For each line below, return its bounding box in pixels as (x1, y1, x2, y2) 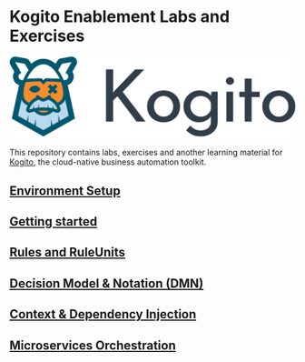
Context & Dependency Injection (9, 307, 197, 322)
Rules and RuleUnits (9, 245, 125, 260)
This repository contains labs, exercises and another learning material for (9, 147, 283, 158)
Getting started (9, 214, 98, 229)
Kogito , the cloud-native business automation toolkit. (9, 156, 207, 167)
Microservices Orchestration (9, 337, 176, 353)
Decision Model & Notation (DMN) (9, 276, 204, 291)
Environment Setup (9, 183, 121, 198)
